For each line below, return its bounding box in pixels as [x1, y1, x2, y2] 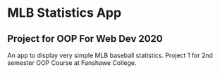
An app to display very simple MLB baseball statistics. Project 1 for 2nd [7, 51, 214, 59]
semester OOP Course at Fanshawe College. [7, 59, 137, 67]
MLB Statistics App [7, 5, 122, 21]
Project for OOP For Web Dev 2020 [7, 33, 164, 45]
